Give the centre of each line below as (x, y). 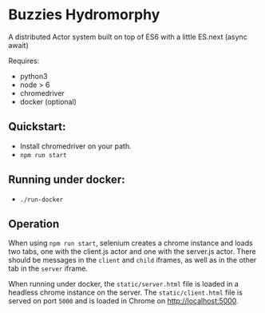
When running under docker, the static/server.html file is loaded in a (124, 284)
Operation (34, 224)
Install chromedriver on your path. (75, 146)
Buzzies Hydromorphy (84, 15)
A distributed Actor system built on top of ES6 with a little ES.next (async (128, 37)
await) (19, 45)
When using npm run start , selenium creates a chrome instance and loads (131, 243)
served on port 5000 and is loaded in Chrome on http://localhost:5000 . (123, 301)
